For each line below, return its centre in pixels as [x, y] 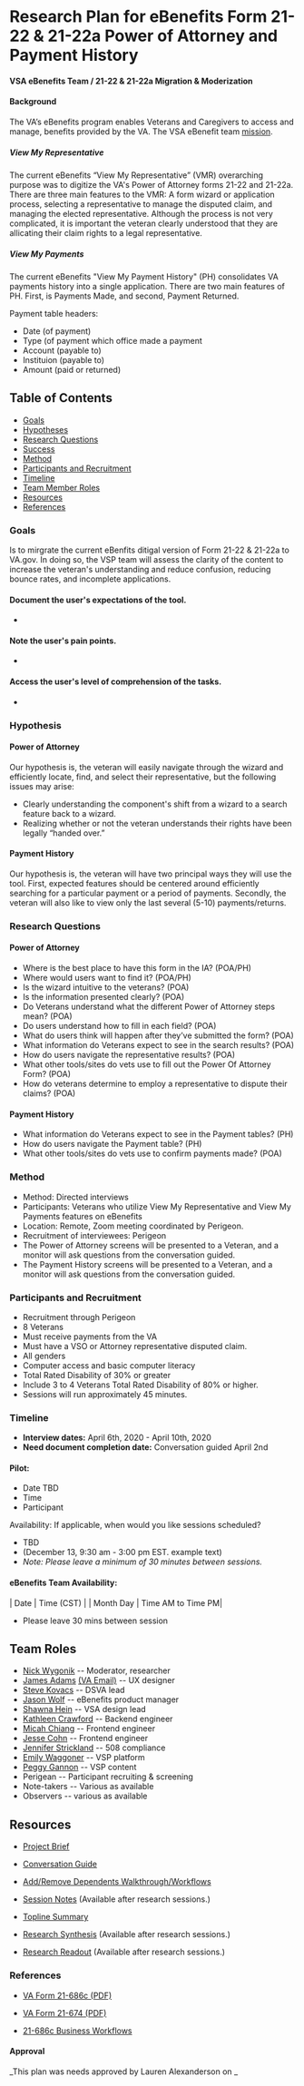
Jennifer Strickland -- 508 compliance [94, 1748]
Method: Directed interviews [75, 1197]
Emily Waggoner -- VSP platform [83, 1758]
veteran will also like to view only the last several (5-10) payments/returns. [148, 902]
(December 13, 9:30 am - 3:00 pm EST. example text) [122, 1552]
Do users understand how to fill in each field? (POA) [119, 1026]
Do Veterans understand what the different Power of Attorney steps [148, 1007]
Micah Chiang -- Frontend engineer [89, 1729]
